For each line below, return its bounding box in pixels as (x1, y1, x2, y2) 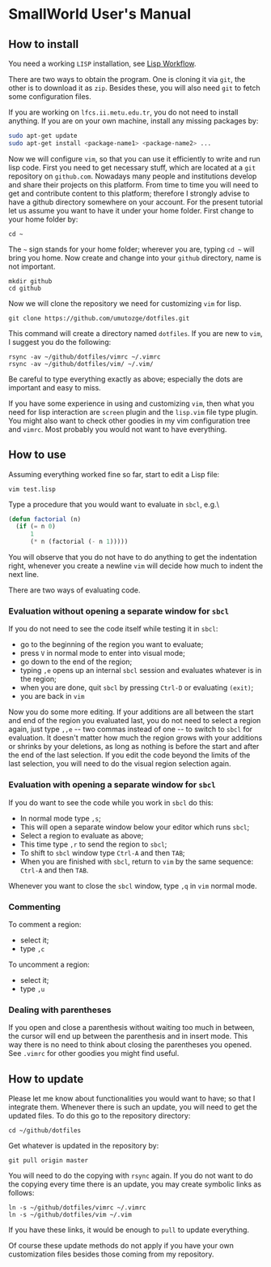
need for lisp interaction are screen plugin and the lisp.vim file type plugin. (8, 407, 259, 416)
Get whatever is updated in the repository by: (8, 1141, 159, 1151)
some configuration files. (8, 92, 91, 101)
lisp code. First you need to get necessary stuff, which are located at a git (8, 162, 256, 172)
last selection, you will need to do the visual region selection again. (8, 759, 231, 769)
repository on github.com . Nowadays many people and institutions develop (8, 171, 257, 181)
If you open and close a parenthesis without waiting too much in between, (8, 1023, 255, 1032)
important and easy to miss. (8, 382, 101, 392)
